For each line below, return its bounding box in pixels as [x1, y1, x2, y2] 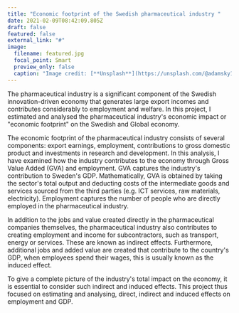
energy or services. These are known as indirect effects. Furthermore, [7, 238, 213, 246]
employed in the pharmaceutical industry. [7, 201, 129, 210]
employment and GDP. [7, 297, 73, 306]
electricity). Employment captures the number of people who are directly [7, 193, 221, 203]
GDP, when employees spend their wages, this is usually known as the [7, 253, 214, 262]
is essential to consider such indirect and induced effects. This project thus [7, 282, 228, 290]
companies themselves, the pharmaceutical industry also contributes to [7, 223, 218, 231]
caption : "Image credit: [14, 70, 87, 77]
